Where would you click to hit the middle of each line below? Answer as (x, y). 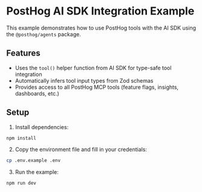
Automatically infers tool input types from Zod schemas (84, 80)
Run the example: (37, 172)
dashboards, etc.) (37, 93)
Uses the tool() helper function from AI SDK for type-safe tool (93, 68)
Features (23, 53)
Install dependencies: (42, 127)
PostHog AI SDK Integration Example (100, 11)
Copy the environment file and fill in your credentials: (81, 150)
